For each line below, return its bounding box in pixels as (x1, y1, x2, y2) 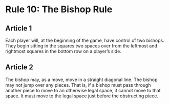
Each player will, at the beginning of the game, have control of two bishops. (5, 37, 165, 43)
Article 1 (5, 24, 32, 33)
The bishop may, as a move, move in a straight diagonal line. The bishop (5, 76, 158, 83)
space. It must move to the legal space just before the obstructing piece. (5, 93, 159, 99)
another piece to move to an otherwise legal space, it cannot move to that (5, 87, 161, 93)
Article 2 (5, 63, 33, 72)
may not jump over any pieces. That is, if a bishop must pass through (5, 82, 151, 88)
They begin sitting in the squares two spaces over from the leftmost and (5, 43, 157, 49)
